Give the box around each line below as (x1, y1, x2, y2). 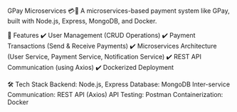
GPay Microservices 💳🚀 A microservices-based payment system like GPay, (7, 6, 230, 15)
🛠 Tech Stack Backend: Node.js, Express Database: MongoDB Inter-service (7, 80, 230, 88)
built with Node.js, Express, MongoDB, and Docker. (7, 17, 157, 25)
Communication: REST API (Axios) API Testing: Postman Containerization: (7, 91, 223, 98)
